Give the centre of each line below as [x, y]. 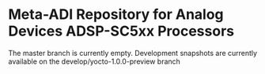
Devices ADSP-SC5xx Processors [121, 31]
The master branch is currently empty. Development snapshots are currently [133, 53]
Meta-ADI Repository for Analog [116, 15]
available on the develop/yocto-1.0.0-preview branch [94, 61]
